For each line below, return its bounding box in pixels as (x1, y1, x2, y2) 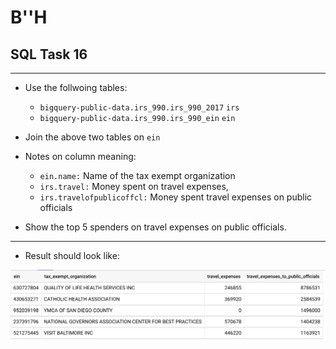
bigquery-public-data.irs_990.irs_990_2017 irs (39, 103, 240, 113)
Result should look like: (24, 250, 120, 261)
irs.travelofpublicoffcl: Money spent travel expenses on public (39, 191, 313, 203)
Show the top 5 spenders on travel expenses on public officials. (24, 221, 287, 233)
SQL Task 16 (10, 46, 88, 63)
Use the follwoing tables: (24, 82, 128, 93)
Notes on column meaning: (24, 151, 137, 162)
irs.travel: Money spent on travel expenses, (39, 181, 229, 192)
